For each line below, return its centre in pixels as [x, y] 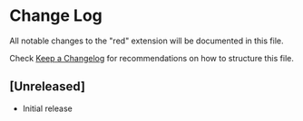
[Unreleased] [48, 87]
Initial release [47, 108]
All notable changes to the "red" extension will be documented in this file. [147, 41]
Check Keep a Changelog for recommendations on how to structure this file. [152, 58]
